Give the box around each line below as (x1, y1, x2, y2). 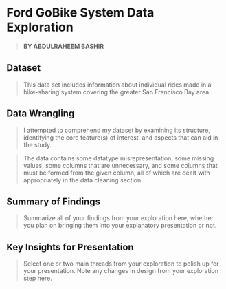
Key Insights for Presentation (6, 241, 135, 253)
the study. (23, 140, 52, 149)
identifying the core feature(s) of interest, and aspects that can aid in (23, 133, 218, 142)
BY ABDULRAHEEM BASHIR (23, 42, 104, 50)
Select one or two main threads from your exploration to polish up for (23, 259, 219, 268)
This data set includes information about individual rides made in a (23, 81, 212, 89)
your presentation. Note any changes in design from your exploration (23, 267, 219, 275)
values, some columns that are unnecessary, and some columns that (23, 161, 218, 169)
